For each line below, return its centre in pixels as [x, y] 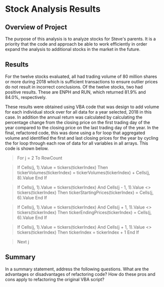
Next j [23, 241]
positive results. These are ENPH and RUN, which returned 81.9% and [75, 92]
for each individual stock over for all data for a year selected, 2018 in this [78, 112]
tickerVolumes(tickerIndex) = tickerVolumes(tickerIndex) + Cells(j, [83, 172]
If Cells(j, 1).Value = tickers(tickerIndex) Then [62, 167]
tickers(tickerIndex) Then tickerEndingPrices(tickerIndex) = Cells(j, [84, 212]
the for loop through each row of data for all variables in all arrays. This [77, 143]
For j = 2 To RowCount [40, 158]
